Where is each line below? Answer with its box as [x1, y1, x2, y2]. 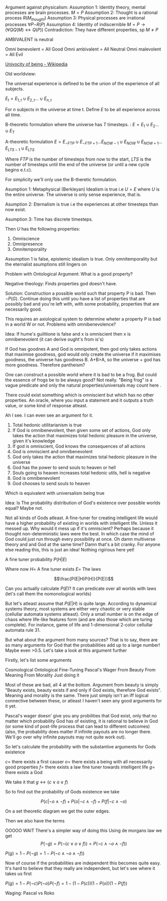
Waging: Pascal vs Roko [5, 890, 55, 896]
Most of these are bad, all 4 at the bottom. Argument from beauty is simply [5, 681, 159, 687]
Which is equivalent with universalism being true [5, 490, 105, 496]
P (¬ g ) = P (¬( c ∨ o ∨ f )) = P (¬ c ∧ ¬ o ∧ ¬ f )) [40, 840, 127, 846]
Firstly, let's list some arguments [5, 657, 72, 663]
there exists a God [5, 769, 43, 775]
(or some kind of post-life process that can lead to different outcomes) [5, 723, 150, 729]
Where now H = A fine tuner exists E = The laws [5, 566, 101, 572]
